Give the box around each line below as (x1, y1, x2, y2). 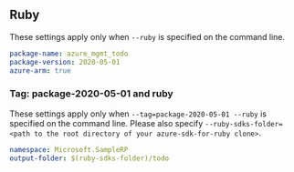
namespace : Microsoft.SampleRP (9, 145, 129, 154)
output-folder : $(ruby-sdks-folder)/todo (9, 154, 170, 163)
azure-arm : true (9, 66, 71, 76)
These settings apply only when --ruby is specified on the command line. (9, 31, 286, 42)
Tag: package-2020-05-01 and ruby (9, 87, 173, 100)
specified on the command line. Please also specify (9, 117, 204, 128)
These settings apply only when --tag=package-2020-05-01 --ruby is (9, 108, 268, 119)
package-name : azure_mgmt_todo (9, 49, 129, 58)
